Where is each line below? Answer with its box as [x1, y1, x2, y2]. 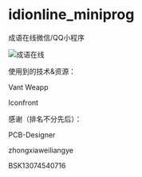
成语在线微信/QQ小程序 [8, 33, 85, 42]
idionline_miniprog [8, 6, 135, 24]
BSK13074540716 [8, 160, 66, 170]
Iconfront [8, 98, 38, 107]
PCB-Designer [8, 129, 56, 140]
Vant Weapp [8, 82, 49, 92]
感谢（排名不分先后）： [8, 114, 82, 124]
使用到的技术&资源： [8, 66, 77, 76]
